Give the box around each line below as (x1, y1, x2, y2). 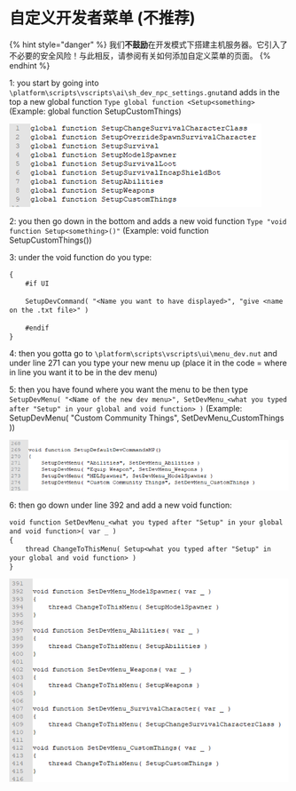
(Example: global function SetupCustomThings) (9, 106, 182, 116)
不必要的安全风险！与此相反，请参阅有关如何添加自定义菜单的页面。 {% (9, 50, 271, 60)
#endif (25, 324, 50, 332)
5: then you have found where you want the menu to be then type (9, 384, 248, 395)
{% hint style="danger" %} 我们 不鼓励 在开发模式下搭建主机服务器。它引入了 (9, 39, 288, 50)
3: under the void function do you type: (9, 252, 152, 262)
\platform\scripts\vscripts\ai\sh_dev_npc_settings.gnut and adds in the (9, 86, 281, 98)
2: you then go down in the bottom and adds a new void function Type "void (9, 215, 287, 227)
